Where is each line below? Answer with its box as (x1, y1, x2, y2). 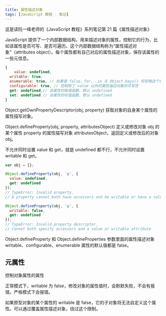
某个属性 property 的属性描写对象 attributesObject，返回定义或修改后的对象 (5, 130, 159, 136)
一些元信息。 (5, 55, 31, 61)
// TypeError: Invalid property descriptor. (5, 222, 98, 227)
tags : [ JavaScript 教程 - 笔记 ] (5, 12, 69, 17)
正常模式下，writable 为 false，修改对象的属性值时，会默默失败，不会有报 (5, 283, 155, 289)
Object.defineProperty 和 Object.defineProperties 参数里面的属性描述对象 (5, 236, 155, 242)
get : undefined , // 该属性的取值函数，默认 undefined (9, 88, 112, 93)
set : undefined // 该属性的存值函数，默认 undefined (9, 93, 112, 98)
